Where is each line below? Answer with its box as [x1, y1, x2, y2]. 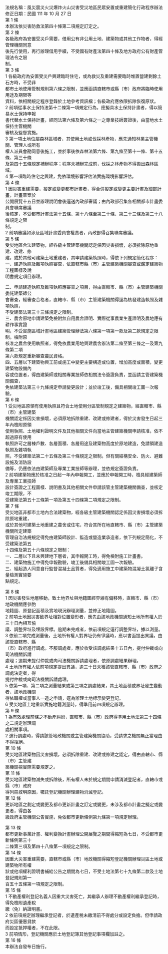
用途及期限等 [5, 92, 31, 98]
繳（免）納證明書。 [5, 906, 45, 912]
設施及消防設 [5, 459, 31, 465]
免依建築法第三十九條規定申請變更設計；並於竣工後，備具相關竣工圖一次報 [5, 384, 158, 390]
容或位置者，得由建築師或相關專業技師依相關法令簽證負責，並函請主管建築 [5, 372, 158, 377]
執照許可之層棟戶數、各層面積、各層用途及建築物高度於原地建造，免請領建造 [5, 440, 163, 446]
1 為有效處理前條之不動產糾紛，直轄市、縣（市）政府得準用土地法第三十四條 [5, 714, 161, 720]
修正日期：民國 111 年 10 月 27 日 [5, 11, 71, 17]
